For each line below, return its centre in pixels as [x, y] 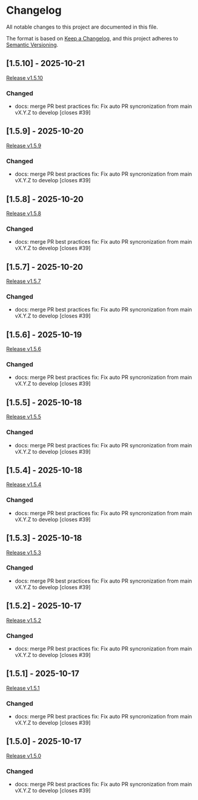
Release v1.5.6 [24, 349]
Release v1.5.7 [24, 281]
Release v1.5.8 [24, 213]
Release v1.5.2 [24, 620]
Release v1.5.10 [25, 77]
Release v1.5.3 [24, 552]
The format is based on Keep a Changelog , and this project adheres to [92, 38]
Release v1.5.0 [24, 756]
